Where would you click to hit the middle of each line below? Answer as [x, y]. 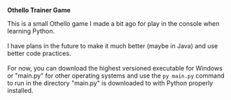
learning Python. [31, 31]
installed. [20, 91]
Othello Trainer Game [39, 10]
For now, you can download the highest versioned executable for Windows [115, 68]
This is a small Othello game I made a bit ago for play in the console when [113, 23]
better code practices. [39, 53]
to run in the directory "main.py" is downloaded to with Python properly [110, 83]
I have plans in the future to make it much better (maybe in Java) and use [113, 46]
